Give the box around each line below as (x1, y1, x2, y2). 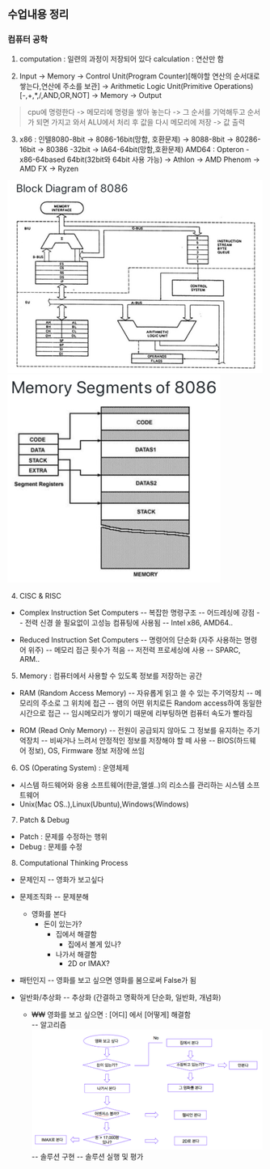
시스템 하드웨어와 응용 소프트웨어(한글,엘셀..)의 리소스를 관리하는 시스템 (19, 780, 246, 790)
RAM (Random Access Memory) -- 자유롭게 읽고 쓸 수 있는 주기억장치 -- (19, 688, 254, 698)
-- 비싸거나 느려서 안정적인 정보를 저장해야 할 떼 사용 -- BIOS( (40, 735, 237, 746)
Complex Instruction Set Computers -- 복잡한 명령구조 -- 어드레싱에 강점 (19, 608, 255, 617)
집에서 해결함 (55, 930, 98, 939)
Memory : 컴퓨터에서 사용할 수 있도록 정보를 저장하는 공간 (19, 671, 203, 681)
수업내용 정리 (7, 7, 70, 22)
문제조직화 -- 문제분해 (19, 892, 90, 902)
